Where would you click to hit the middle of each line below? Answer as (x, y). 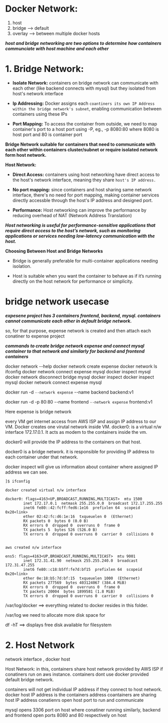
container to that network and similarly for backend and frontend (75, 351)
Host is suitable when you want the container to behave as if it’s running (87, 276)
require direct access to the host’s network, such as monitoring (73, 230)
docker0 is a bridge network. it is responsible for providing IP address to (80, 451)
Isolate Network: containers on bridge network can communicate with (86, 83)
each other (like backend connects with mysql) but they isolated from (84, 88)
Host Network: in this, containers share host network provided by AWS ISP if (84, 669)
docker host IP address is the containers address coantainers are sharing (81, 695)
